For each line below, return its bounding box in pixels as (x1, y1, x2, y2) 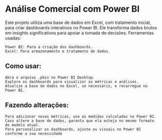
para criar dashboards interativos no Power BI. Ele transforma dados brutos (5, 24, 158, 30)
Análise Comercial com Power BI (5, 3, 140, 15)
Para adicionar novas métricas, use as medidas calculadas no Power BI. (5, 114, 157, 119)
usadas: (5, 35, 21, 41)
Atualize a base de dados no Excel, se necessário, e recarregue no (5, 83, 148, 88)
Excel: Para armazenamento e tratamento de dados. (5, 49, 111, 54)
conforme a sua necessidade (5, 131, 63, 136)
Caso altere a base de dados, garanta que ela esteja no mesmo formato (5, 118, 154, 123)
